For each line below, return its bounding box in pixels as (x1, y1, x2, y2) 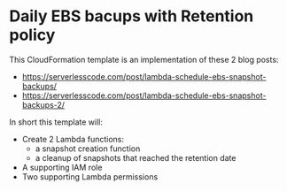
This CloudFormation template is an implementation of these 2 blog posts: (9, 54, 279, 65)
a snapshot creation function (35, 143, 141, 154)
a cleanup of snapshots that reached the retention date (35, 152, 237, 163)
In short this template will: (9, 117, 104, 127)
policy (9, 25, 56, 45)
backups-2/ (21, 99, 65, 110)
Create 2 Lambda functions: (21, 134, 125, 144)
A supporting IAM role (21, 162, 103, 172)
